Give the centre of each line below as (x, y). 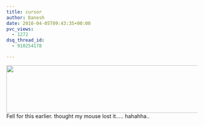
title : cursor (24, 12)
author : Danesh (25, 18)
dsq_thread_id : (25, 40)
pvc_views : (20, 29)
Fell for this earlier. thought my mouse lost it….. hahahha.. (78, 116)
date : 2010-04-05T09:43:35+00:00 (49, 23)
